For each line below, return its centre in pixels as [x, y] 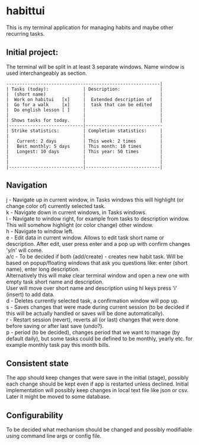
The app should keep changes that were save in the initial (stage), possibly [97, 378]
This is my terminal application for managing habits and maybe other [90, 27]
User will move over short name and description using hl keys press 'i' [92, 288]
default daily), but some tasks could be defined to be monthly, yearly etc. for [99, 338]
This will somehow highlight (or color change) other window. [80, 225]
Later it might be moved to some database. [58, 397]
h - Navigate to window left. [40, 231]
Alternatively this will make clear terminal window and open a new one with [98, 275]
